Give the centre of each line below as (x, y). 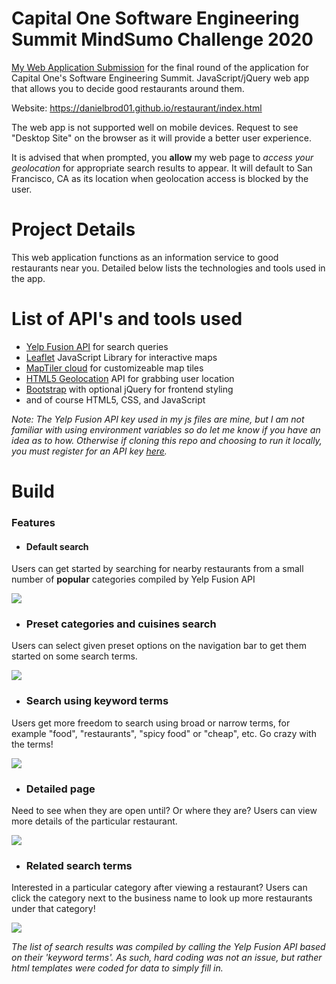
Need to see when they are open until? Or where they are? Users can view (164, 811)
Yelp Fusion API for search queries (97, 346)
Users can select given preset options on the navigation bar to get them (159, 646)
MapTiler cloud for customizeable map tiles (114, 368)
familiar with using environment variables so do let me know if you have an (166, 429)
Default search (57, 546)
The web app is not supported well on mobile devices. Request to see (155, 127)
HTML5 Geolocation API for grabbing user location (130, 378)
